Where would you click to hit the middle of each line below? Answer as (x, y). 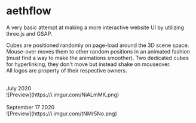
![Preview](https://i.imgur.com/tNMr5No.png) (62, 113)
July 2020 (19, 88)
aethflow (29, 11)
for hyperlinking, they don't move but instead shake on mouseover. (89, 64)
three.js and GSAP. (29, 33)
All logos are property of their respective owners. (67, 70)
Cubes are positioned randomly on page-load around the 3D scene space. (98, 45)
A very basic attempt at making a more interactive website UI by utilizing (95, 27)
